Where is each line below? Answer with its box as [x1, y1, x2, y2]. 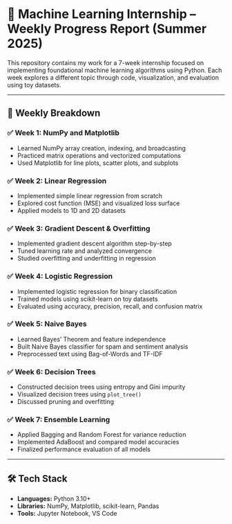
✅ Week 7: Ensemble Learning [7, 415, 110, 425]
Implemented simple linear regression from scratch [17, 191, 163, 200]
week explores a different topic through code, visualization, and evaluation [7, 73, 220, 82]
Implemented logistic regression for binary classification [17, 287, 177, 295]
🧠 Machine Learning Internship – [7, 6, 196, 22]
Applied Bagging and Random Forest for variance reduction [17, 430, 186, 439]
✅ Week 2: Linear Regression [7, 176, 107, 186]
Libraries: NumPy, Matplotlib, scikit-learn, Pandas [17, 502, 159, 510]
